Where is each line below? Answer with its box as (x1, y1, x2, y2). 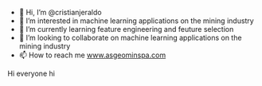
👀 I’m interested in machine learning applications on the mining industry (18, 16, 254, 25)
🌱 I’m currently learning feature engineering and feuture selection (18, 25, 234, 33)
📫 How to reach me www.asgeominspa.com (18, 50, 166, 60)
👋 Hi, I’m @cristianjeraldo (18, 8, 102, 17)
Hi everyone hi (7, 68, 55, 78)
